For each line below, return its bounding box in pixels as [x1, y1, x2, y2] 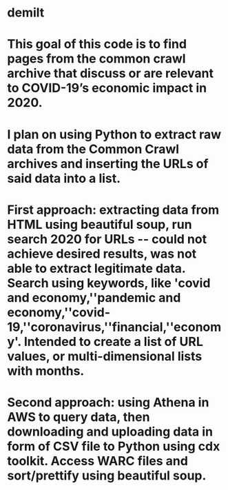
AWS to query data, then [7, 409, 150, 425]
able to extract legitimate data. [7, 261, 186, 276]
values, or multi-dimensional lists [7, 348, 203, 364]
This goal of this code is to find [7, 37, 187, 52]
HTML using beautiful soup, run [7, 216, 192, 232]
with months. [7, 363, 85, 378]
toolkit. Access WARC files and [7, 453, 188, 469]
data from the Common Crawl [7, 141, 180, 156]
